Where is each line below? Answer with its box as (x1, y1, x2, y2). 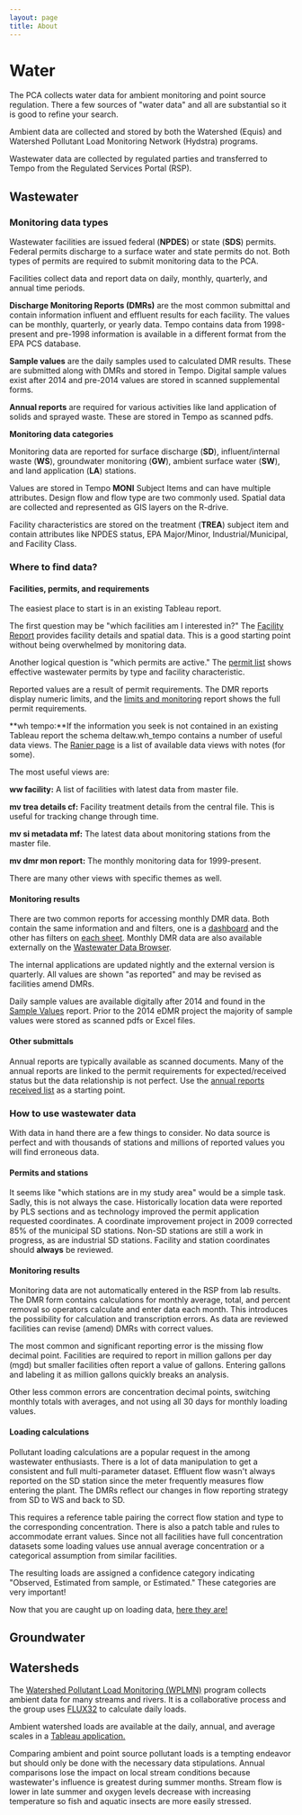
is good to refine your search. (9, 109, 119, 120)
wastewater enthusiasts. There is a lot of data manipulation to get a (9, 1456, 258, 1467)
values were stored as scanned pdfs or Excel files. (9, 1015, 196, 1026)
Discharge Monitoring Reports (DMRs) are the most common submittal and (9, 300, 290, 311)
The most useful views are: (9, 766, 110, 778)
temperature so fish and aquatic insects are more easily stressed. (9, 1795, 252, 1806)
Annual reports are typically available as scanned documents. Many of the (9, 1056, 284, 1067)
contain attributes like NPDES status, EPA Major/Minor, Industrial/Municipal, (9, 529, 289, 540)
